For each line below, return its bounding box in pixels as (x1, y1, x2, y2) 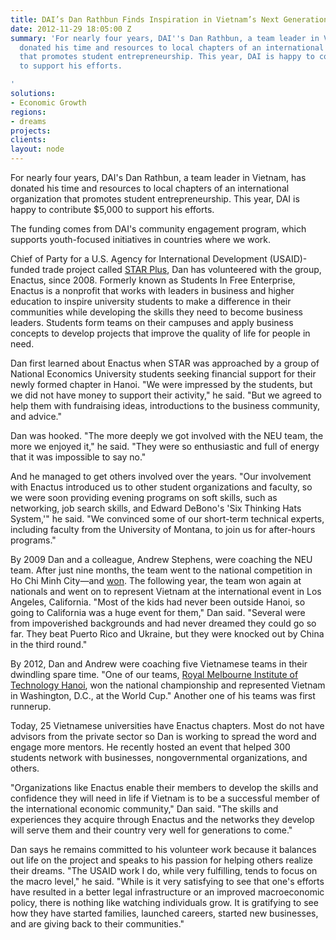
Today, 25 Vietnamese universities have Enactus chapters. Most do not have (10, 720, 325, 731)
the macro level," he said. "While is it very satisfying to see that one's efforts (10, 876, 325, 887)
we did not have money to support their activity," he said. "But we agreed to (10, 389, 322, 401)
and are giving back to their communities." (10, 918, 185, 930)
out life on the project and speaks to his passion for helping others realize (10, 854, 314, 866)
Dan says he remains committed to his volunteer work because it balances (10, 844, 317, 855)
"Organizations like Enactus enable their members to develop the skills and (10, 782, 319, 793)
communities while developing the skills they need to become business (10, 306, 303, 318)
